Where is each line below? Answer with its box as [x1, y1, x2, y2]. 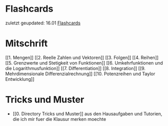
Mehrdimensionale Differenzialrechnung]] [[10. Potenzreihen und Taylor [5, 71, 155, 77]
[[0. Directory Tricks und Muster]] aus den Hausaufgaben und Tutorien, [12, 110, 162, 117]
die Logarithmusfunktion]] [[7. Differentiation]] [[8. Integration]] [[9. [5, 65, 146, 71]
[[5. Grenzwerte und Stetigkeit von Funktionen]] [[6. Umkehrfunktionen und [5, 59, 163, 66]
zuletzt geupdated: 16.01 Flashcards [5, 20, 80, 26]
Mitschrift [5, 38, 48, 49]
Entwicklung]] [5, 76, 35, 82]
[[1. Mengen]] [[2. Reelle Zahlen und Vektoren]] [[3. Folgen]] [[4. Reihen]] [5, 54, 159, 60]
